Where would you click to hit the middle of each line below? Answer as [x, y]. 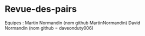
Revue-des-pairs [41, 9]
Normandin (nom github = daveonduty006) [49, 28]
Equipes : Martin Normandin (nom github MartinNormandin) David [72, 23]
